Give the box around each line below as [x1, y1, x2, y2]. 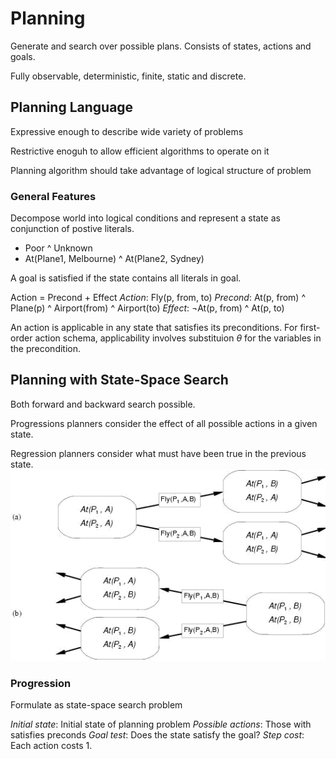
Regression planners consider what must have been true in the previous [10, 447, 307, 459]
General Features [10, 189, 97, 203]
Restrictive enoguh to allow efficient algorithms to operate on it [10, 145, 270, 157]
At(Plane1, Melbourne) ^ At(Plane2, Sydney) [24, 253, 205, 265]
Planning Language [10, 99, 134, 116]
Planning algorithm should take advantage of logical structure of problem [10, 164, 312, 176]
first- [299, 322, 321, 334]
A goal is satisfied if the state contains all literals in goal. [10, 272, 242, 284]
